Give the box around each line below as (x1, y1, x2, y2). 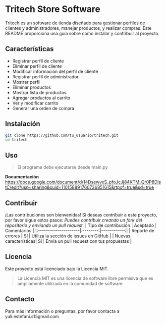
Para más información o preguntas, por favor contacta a (5, 308, 120, 314)
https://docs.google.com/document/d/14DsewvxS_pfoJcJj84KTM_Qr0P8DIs (5, 179, 161, 185)
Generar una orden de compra (12, 105, 74, 111)
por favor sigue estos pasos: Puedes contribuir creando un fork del (5, 217, 142, 223)
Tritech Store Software (5, 3, 101, 15)
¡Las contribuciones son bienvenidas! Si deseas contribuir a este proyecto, (5, 212, 158, 217)
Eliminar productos (12, 84, 51, 90)
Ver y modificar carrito (12, 100, 58, 106)
